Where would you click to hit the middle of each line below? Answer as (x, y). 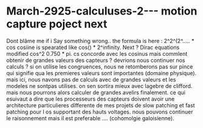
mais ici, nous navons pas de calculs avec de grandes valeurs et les (91, 79)
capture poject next (57, 24)
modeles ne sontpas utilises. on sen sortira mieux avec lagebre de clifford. (99, 86)
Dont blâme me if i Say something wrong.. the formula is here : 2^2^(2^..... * (100, 41)
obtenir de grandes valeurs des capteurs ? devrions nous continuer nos (96, 60)
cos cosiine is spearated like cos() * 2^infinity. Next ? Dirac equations (93, 47)
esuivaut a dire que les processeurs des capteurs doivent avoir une (91, 99)
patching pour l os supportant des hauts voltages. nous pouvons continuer (100, 112)
